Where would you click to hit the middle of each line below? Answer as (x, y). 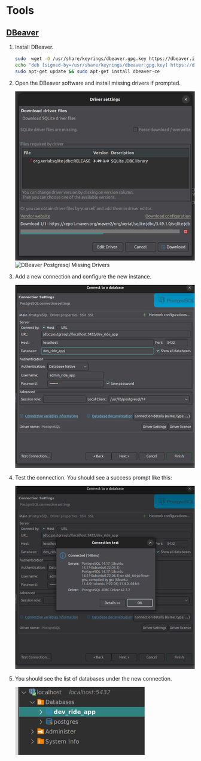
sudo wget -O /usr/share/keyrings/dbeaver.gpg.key (80, 59)
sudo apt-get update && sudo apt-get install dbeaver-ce (87, 71)
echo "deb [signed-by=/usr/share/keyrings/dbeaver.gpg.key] (91, 65)
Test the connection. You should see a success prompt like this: (93, 478)
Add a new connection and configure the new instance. (83, 277)
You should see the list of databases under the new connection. (93, 678)
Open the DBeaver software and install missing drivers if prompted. (98, 83)
